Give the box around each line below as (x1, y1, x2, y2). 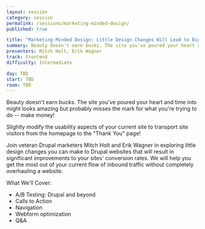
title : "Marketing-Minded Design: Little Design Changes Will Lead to (6, 37, 190, 43)
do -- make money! (6, 111, 55, 119)
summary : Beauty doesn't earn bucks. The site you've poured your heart (6, 43, 195, 49)
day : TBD (6, 71, 29, 77)
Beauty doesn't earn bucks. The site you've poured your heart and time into (6, 99, 197, 106)
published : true (6, 26, 48, 32)
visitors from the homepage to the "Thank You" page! (6, 130, 141, 137)
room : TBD (6, 82, 32, 88)
